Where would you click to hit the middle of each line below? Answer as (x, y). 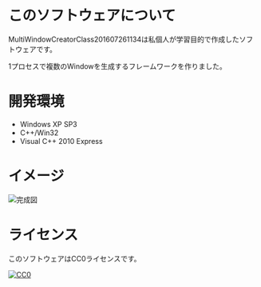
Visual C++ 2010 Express (61, 141)
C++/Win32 (39, 133)
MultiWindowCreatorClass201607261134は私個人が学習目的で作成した (124, 39)
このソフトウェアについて (92, 16)
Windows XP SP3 (48, 124)
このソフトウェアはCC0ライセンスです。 (75, 258)
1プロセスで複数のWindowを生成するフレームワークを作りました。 (117, 66)
